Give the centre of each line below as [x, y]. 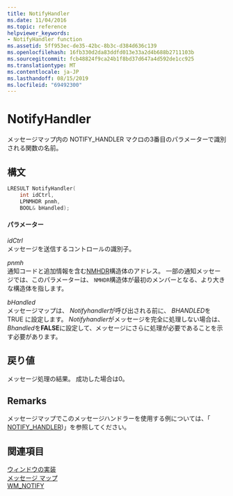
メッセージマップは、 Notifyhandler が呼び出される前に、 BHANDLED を [109, 310]
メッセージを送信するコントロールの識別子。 [71, 248]
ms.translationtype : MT [42, 65]
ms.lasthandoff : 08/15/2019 [48, 78]
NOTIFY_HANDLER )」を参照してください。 [69, 427]
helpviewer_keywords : [39, 33]
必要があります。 [37, 336]
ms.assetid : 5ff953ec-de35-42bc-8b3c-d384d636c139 [82, 46]
